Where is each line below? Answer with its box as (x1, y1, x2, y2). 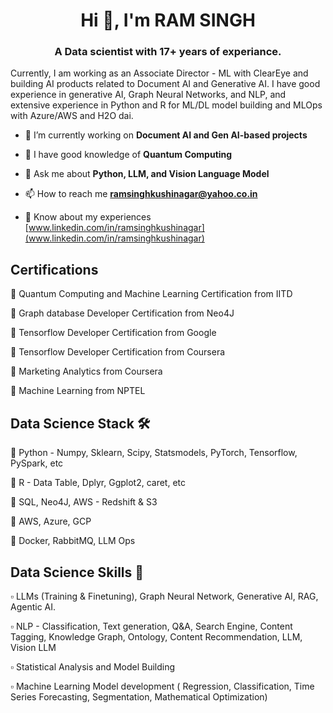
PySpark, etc (10, 457, 64, 469)
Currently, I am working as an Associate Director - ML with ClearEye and (10, 67, 309, 79)
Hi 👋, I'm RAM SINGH (80, 9, 256, 32)
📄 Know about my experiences (24, 211, 152, 223)
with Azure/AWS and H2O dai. (10, 110, 134, 122)
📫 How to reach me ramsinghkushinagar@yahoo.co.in (24, 188, 258, 200)
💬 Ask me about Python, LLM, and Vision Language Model (24, 168, 270, 180)
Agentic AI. (10, 600, 57, 613)
